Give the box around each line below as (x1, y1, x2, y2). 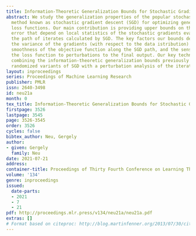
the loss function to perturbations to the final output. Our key (11, 52, 176, 58)
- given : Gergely (6, 145, 48, 151)
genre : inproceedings (6, 177, 59, 183)
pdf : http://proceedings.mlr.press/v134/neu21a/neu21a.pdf (6, 210, 153, 216)
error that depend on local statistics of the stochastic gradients (11, 30, 181, 36)
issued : (6, 183, 25, 189)
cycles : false (6, 128, 41, 135)
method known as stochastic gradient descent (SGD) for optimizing (11, 19, 179, 25)
